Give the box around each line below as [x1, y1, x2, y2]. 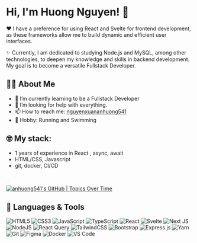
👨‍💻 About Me [6, 79, 56, 89]
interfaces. [6, 37, 33, 44]
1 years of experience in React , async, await [14, 149, 124, 156]
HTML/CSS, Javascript [14, 155, 71, 162]
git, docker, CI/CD [14, 162, 59, 169]
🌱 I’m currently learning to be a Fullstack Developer [14, 95, 140, 102]
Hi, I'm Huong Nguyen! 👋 [6, 5, 129, 19]
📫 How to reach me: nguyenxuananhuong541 [14, 108, 127, 115]
